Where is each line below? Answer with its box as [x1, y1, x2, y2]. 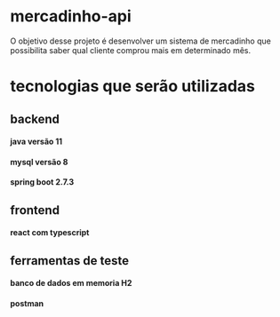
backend [10, 111, 60, 126]
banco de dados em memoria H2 [10, 278, 132, 289]
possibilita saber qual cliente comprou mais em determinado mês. [10, 44, 252, 55]
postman [10, 297, 44, 308]
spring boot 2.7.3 [10, 177, 75, 187]
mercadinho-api [10, 6, 132, 27]
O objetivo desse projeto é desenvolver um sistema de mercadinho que [10, 36, 272, 46]
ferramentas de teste [10, 253, 130, 268]
